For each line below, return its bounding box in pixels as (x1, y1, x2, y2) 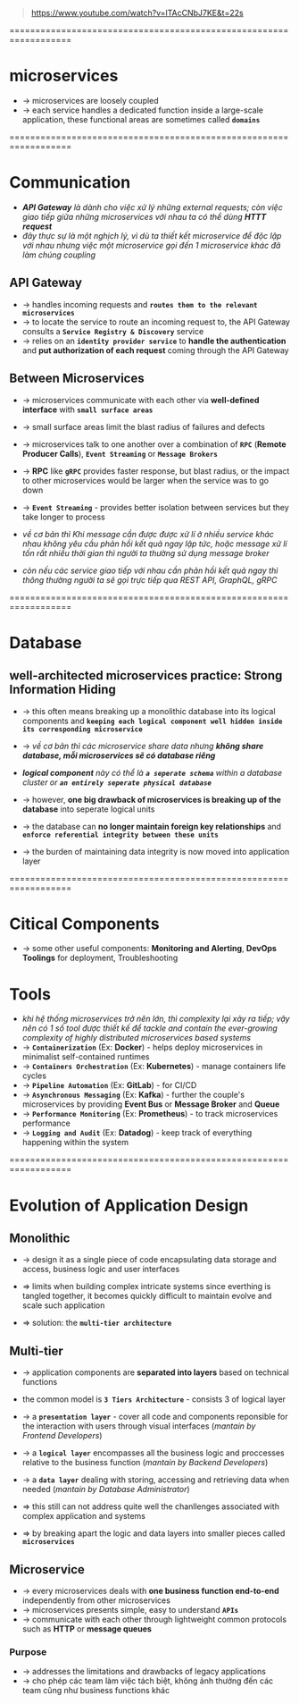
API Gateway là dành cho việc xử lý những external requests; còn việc (21, 201, 283, 213)
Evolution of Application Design (9, 1195, 249, 1215)
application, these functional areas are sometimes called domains (21, 114, 261, 124)
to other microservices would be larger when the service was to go (21, 475, 270, 485)
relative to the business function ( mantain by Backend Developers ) (21, 1457, 269, 1468)
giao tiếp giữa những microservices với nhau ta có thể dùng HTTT (21, 211, 267, 222)
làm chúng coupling (21, 249, 96, 260)
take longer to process (21, 511, 105, 522)
